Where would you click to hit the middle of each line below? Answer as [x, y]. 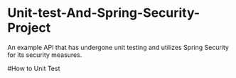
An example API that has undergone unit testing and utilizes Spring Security [118, 47]
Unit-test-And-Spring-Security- [104, 13]
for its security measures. [45, 55]
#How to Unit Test [34, 68]
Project [29, 28]
